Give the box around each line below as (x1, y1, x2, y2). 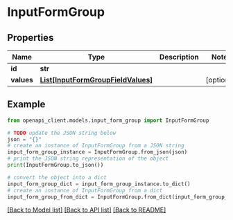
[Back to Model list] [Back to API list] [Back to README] (7, 205, 166, 214)
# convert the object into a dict (7, 174, 107, 181)
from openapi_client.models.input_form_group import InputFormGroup (7, 117, 209, 124)
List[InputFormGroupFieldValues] (40, 75, 153, 84)
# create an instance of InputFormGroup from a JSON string (7, 143, 185, 149)
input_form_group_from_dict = (7, 193, 95, 201)
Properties (7, 32, 54, 44)
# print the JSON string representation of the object (7, 155, 169, 163)
